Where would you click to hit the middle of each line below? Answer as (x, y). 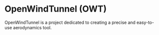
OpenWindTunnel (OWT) (56, 9)
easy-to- (145, 22)
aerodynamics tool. (32, 27)
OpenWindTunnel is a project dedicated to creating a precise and (70, 22)
